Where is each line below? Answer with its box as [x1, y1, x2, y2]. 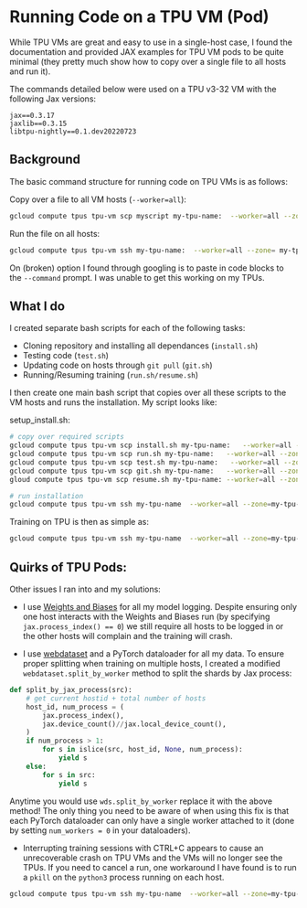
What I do [9, 298, 66, 314]
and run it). [9, 66, 51, 77]
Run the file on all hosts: [9, 228, 101, 239]
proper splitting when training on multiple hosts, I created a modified [22, 658, 281, 668]
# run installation [9, 491, 84, 500]
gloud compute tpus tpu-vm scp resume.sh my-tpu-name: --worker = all [9, 475, 276, 484]
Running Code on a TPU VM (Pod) [9, 6, 270, 27]
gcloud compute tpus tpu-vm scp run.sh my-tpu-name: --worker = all [9, 450, 276, 459]
